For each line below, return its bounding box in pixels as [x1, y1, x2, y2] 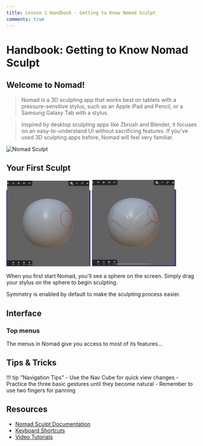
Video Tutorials [15, 433, 53, 441]
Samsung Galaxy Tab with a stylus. [21, 109, 109, 116]
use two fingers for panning [6, 387, 76, 394]
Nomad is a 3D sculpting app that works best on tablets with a [21, 96, 177, 103]
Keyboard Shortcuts [15, 427, 65, 434]
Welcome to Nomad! [6, 80, 85, 90]
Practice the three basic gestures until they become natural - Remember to [6, 380, 193, 387]
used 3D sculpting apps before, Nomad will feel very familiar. [21, 133, 174, 141]
